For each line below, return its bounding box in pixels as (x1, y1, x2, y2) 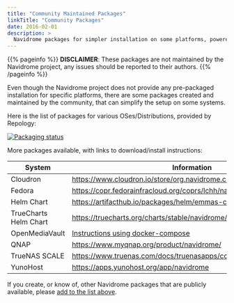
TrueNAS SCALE (10, 251, 65, 261)
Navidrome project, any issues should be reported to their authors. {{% (7, 63, 211, 71)
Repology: (7, 119, 37, 127)
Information (172, 163, 212, 173)
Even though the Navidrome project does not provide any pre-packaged (7, 84, 214, 92)
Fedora (10, 186, 34, 196)
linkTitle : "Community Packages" (7, 17, 104, 24)
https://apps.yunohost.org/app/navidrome (72, 263, 210, 272)
